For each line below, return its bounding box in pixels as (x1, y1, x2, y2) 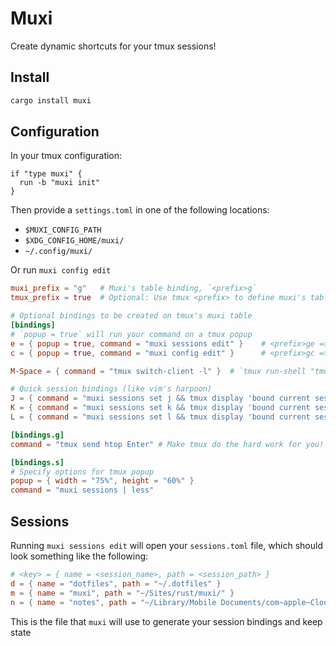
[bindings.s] (10, 457, 65, 467)
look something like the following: (10, 550, 149, 562)
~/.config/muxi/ (24, 247, 93, 257)
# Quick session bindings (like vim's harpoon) (10, 384, 213, 394)
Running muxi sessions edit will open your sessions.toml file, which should (10, 540, 323, 551)
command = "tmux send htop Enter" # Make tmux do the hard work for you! (10, 439, 325, 449)
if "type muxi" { (10, 169, 83, 179)
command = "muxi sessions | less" (10, 485, 155, 496)
